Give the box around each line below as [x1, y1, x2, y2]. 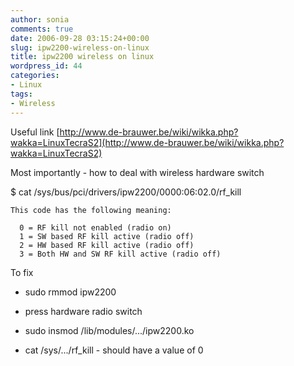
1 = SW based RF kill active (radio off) [19, 231, 195, 241]
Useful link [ [10, 126, 60, 138]
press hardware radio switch [24, 305, 143, 317]
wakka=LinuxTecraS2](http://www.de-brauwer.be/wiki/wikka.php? [10, 136, 285, 148]
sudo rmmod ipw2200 [24, 286, 117, 298]
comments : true [10, 24, 74, 34]
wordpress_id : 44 [10, 61, 83, 71]
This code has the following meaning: [10, 205, 172, 215]
